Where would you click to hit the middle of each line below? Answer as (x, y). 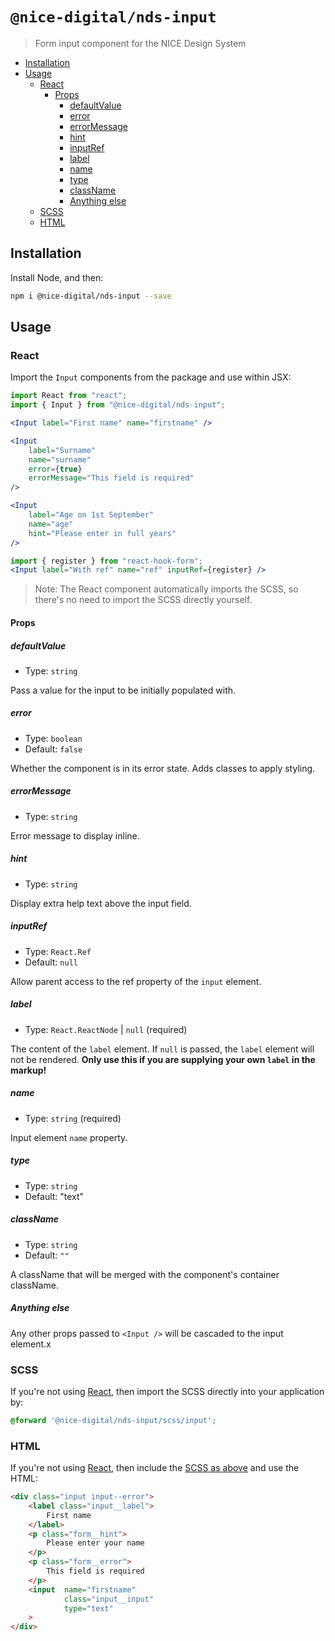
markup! (28, 1070)
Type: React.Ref (58, 951)
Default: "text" (54, 1196)
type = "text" (88, 1608)
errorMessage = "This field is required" (111, 478)
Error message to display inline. (75, 835)
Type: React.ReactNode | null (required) (106, 1029)
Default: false (53, 749)
